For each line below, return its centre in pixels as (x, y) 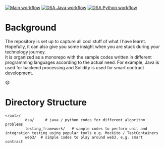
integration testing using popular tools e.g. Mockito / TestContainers (82, 133)
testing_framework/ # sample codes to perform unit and (86, 129)
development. (19, 73)
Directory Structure (46, 103)
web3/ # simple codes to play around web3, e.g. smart (84, 137)
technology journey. (26, 51)
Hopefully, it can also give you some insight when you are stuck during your (82, 47)
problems (14, 124)
